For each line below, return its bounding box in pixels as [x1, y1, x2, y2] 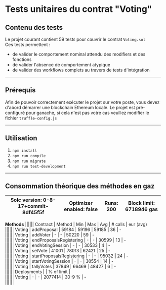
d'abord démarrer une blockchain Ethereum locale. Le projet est [5, 104, 135, 110]
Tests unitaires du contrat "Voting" [5, 3, 152, 15]
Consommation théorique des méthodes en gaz [5, 182, 155, 190]
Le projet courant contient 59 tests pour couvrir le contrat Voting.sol [5, 36, 146, 42]
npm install [12, 148, 37, 153]
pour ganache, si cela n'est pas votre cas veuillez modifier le [26, 110, 149, 116]
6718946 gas [125, 206, 158, 213]
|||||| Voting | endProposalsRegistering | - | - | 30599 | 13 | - [5, 237, 126, 243]
